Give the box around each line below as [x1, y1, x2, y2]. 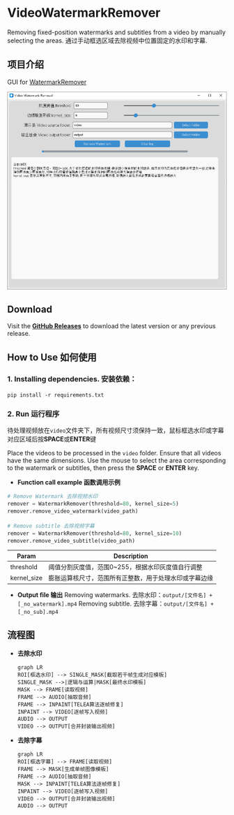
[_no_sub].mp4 [17, 608, 58, 615]
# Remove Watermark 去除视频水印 [7, 493, 98, 500]
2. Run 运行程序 [7, 409, 60, 418]
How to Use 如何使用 [7, 351, 97, 363]
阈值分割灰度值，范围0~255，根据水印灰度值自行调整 [48, 563, 203, 571]
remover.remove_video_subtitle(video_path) [7, 537, 136, 544]
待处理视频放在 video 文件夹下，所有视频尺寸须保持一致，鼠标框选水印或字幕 [7, 426, 224, 434]
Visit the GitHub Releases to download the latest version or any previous [7, 322, 216, 330]
